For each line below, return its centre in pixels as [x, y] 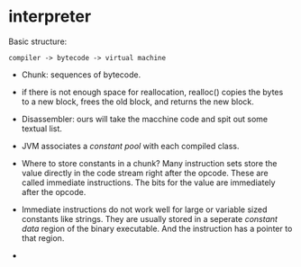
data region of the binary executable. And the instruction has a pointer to [157, 228]
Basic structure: [38, 41]
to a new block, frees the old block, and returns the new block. [137, 102]
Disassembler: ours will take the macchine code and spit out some [145, 119]
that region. [43, 238]
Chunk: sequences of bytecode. [81, 75]
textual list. [41, 129]
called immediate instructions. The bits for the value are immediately [148, 182]
